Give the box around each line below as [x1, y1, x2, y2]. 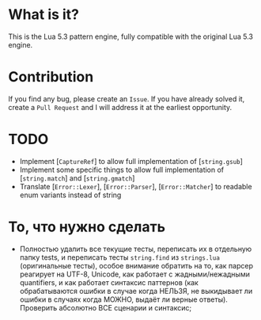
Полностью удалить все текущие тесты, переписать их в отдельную [19, 244, 252, 253]
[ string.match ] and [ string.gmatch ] [19, 173, 135, 183]
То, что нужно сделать [8, 218, 166, 235]
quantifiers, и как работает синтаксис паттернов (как [19, 277, 199, 287]
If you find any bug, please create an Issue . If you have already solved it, [8, 93, 245, 104]
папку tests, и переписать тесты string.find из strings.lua [19, 252, 220, 262]
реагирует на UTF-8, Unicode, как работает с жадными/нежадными [19, 269, 251, 279]
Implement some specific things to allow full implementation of [19, 165, 225, 174]
